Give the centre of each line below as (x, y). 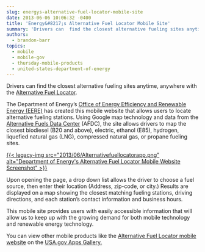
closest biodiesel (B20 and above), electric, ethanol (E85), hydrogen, (93, 130)
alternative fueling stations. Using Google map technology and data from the (103, 117)
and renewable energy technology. (50, 224)
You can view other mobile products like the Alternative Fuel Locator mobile (101, 236)
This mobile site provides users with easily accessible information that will (99, 211)
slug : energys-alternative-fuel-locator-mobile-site (75, 12)
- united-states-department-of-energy (61, 69)
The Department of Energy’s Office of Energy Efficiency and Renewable (96, 104)
